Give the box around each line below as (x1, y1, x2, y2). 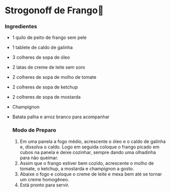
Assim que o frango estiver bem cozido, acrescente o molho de (19, 160, 154, 166)
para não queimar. (19, 155, 58, 161)
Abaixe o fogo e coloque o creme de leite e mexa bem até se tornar (19, 171, 162, 177)
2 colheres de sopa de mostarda (12, 94, 81, 100)
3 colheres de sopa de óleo (12, 54, 70, 60)
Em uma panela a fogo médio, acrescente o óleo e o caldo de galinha (19, 138, 166, 144)
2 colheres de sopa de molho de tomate (12, 74, 97, 80)
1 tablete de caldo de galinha (12, 45, 73, 51)
